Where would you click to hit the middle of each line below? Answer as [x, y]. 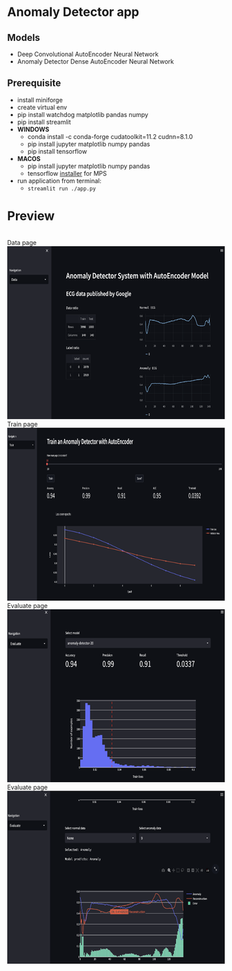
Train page [22, 424]
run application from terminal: [59, 181]
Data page [22, 242]
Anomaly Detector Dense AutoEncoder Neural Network [95, 62]
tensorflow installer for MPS [67, 173]
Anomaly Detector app [73, 12]
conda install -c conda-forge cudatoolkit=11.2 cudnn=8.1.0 [110, 136]
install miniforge [40, 100]
